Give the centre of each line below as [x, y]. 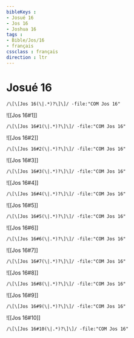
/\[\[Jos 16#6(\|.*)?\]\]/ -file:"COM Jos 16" [66, 239]
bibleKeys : [21, 12]
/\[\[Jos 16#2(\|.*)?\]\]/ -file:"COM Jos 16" [66, 149]
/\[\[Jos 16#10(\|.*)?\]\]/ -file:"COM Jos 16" [68, 329]
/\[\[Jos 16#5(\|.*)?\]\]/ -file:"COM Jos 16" [66, 216]
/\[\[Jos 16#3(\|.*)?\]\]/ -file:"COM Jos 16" [66, 171]
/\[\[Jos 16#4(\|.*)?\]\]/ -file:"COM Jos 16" [66, 194]
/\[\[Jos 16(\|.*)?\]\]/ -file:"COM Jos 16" [63, 104]
